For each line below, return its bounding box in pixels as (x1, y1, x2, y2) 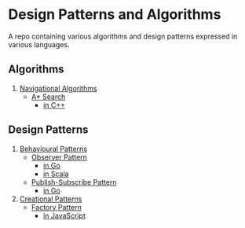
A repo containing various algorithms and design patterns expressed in (8, 31, 238, 41)
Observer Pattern (31, 152, 88, 162)
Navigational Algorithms (19, 83, 97, 93)
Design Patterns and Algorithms (8, 6, 221, 24)
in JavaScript (42, 211, 86, 220)
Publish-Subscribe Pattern (31, 177, 117, 186)
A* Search (31, 92, 66, 101)
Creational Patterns (19, 194, 82, 204)
